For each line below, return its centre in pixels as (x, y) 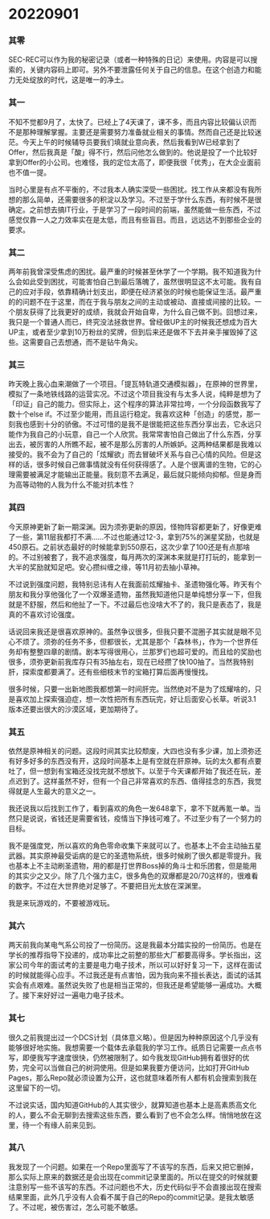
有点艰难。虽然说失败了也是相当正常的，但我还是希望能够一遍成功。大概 (142, 985)
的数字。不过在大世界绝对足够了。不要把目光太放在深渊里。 (107, 885)
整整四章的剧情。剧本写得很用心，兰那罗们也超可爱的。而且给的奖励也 (145, 651)
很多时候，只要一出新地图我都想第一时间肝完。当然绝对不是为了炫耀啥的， (131, 689)
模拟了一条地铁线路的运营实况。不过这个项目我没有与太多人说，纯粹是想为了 (135, 394)
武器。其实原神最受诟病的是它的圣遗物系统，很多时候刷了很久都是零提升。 (131, 856)
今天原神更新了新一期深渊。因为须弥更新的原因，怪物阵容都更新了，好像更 (131, 527)
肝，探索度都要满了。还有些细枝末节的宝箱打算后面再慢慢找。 (110, 672)
